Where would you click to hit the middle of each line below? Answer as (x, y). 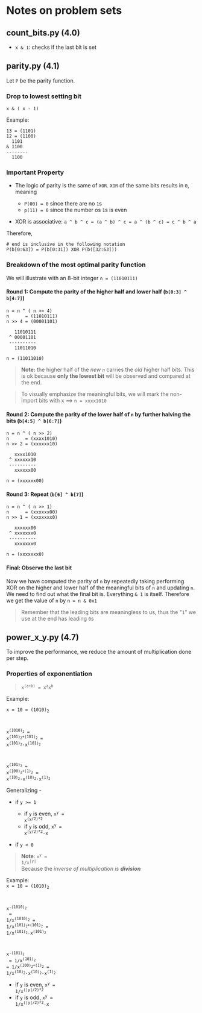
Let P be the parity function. (41, 80)
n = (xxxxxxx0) (25, 554)
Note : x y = (34, 856)
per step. (17, 658)
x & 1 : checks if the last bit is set (55, 47)
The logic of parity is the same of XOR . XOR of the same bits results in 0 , (102, 186)
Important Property (35, 172)
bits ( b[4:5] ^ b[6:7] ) (34, 421)
